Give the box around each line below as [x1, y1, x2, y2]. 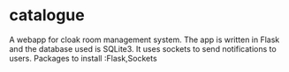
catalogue [9, 5, 86, 25]
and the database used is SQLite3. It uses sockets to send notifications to [9, 43, 277, 54]
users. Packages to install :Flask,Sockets [9, 53, 157, 63]
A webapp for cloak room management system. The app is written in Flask [9, 34, 280, 45]
